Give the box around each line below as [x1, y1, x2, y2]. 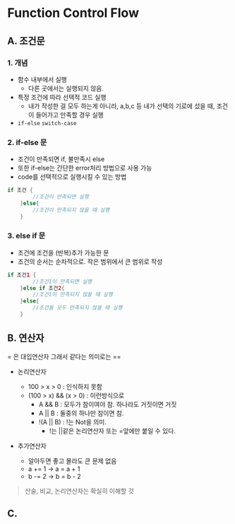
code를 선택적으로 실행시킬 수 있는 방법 [17, 173, 127, 181]
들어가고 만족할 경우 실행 [35, 110, 104, 119]
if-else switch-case [17, 120, 77, 127]
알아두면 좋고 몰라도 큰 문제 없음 [28, 456, 117, 465]
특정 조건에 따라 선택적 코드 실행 [17, 93, 107, 101]
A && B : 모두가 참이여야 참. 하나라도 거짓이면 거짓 [38, 400, 177, 408]
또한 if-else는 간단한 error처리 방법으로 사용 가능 [17, 164, 152, 173]
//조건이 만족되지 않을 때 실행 [32, 206, 110, 214]
